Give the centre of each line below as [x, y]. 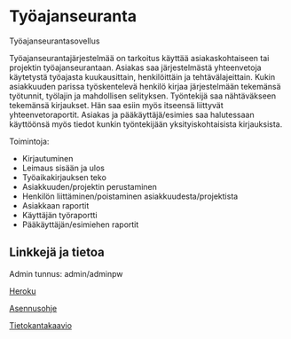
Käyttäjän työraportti [59, 215]
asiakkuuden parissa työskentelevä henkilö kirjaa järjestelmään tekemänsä [145, 86]
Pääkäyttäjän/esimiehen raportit [80, 225]
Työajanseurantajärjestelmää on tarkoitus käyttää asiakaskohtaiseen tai [139, 58]
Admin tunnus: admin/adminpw [66, 273]
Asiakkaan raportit [55, 205]
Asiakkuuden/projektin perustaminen [90, 186]
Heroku [23, 291]
